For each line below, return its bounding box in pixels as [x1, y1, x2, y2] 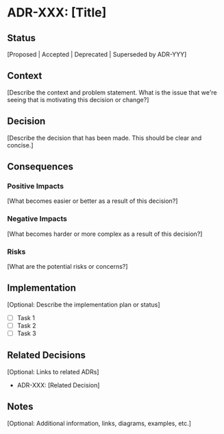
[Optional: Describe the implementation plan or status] [7, 300, 160, 309]
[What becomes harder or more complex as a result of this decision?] [7, 230, 203, 238]
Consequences [7, 161, 74, 173]
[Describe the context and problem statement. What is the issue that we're [7, 88, 217, 97]
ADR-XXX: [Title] [7, 5, 107, 21]
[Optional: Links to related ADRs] [7, 367, 99, 376]
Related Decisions [7, 350, 86, 361]
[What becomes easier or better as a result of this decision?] [7, 197, 178, 205]
